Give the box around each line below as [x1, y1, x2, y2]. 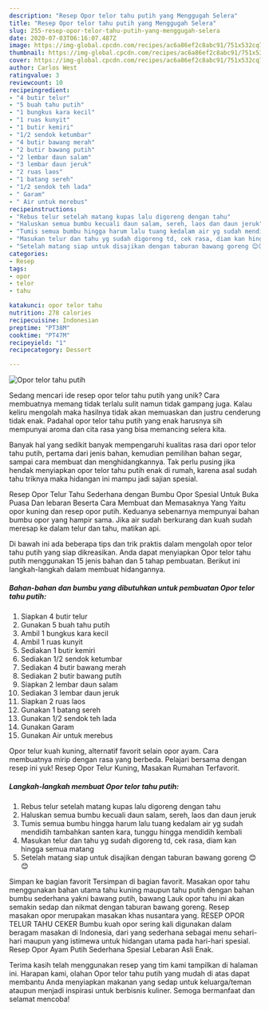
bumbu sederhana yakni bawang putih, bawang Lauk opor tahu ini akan [9, 894, 245, 904]
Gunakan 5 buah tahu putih [20, 620, 110, 630]
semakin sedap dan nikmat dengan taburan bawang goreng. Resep [9, 902, 230, 912]
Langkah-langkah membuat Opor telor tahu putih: [9, 781, 180, 791]
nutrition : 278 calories [9, 309, 92, 317]
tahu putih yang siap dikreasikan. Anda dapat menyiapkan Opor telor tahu [9, 547, 251, 557]
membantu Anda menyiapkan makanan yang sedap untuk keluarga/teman [9, 977, 252, 987]
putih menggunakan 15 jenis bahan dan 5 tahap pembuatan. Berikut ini [9, 556, 240, 566]
